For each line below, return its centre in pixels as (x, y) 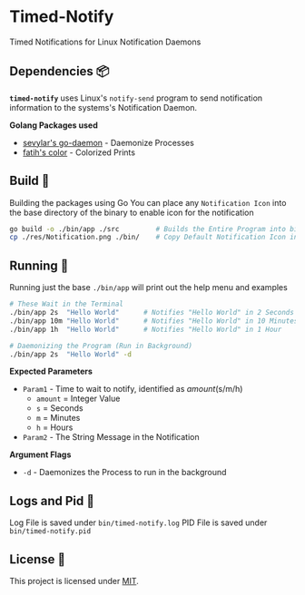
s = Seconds (59, 408)
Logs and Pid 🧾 (52, 501)
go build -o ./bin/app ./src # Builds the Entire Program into (148, 229)
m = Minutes (58, 418)
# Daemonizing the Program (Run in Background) (101, 346)
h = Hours (54, 427)
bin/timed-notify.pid (50, 532)
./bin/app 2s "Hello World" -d (70, 354)
